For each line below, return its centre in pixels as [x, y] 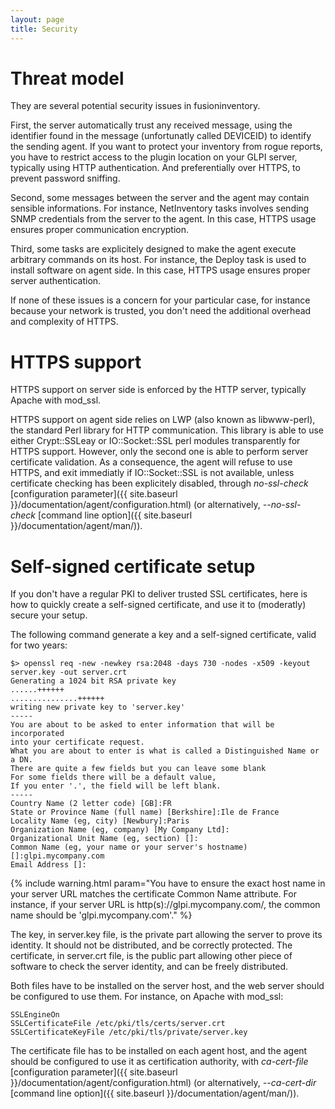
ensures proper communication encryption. [100, 230]
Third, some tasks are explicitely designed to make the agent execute [153, 249]
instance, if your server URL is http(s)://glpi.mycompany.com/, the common [165, 905]
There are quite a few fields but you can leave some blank [138, 769]
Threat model [67, 78]
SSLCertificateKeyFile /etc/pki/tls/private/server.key [129, 1032]
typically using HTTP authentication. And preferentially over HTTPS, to [155, 168]
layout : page [37, 19]
